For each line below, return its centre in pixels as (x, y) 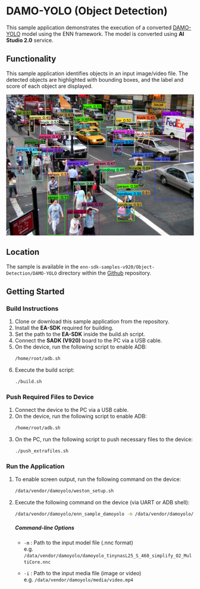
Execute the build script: (44, 370)
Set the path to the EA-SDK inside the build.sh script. (80, 334)
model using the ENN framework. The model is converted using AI (103, 33)
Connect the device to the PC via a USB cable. (72, 410)
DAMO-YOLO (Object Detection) (87, 11)
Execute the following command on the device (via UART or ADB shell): (102, 502)
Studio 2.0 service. (30, 40)
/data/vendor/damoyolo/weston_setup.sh (64, 491)
